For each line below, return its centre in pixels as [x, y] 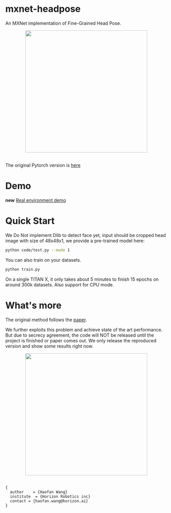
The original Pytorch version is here [43, 165]
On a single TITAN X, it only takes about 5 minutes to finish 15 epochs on [82, 279]
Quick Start [30, 221]
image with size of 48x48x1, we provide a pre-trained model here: [75, 241]
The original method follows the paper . [46, 320]
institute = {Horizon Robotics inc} [50, 497]
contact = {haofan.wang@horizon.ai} [49, 501]
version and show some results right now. [49, 346]
